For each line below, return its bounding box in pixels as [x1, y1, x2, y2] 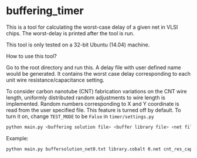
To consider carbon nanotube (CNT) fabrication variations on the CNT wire [6, 88, 188, 95]
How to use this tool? [6, 52, 57, 59]
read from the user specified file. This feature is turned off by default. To [6, 106, 181, 113]
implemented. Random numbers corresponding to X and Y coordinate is [6, 100, 180, 107]
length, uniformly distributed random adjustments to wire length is [6, 94, 165, 101]
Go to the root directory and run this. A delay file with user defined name [6, 63, 181, 71]
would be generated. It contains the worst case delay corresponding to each [6, 70, 191, 77]
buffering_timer [6, 4, 84, 18]
